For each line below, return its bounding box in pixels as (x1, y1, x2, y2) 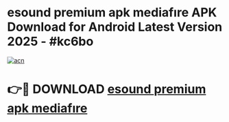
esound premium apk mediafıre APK (7, 5, 217, 20)
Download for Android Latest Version (7, 19, 223, 35)
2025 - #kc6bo (7, 34, 94, 49)
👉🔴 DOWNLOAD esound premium (7, 82, 206, 97)
